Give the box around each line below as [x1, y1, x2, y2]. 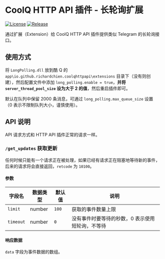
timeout [7, 219, 26, 225]
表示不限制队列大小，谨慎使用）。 [13, 102, 80, 108]
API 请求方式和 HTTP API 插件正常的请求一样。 [5, 131, 100, 137]
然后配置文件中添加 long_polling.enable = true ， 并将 [15, 79, 126, 85]
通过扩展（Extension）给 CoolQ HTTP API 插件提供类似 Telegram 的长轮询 [5, 31, 156, 37]
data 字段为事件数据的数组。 [5, 249, 63, 255]
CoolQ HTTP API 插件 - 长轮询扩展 [5, 4, 143, 16]
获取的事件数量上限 [71, 206, 116, 213]
